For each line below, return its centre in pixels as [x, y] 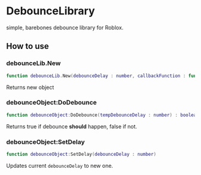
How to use [28, 46]
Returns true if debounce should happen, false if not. [72, 126]
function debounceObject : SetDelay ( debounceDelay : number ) [81, 154]
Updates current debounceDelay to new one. [60, 165]
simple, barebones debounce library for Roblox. [65, 27]
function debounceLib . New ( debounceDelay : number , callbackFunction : [96, 76]
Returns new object [30, 87]
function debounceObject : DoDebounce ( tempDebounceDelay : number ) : [92, 115]
